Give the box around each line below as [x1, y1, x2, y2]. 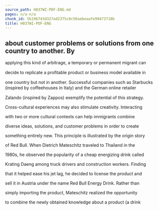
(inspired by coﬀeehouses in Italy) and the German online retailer [5, 85, 136, 91]
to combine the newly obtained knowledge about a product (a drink [5, 199, 141, 205]
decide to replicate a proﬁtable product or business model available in [5, 70, 146, 76]
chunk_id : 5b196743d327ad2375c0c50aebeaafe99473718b [5, 16, 115, 21]
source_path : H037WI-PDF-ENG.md [5, 7, 71, 12]
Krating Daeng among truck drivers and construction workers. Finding [5, 161, 146, 167]
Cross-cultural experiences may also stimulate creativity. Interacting [5, 104, 143, 110]
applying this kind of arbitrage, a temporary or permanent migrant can [5, 60, 146, 66]
